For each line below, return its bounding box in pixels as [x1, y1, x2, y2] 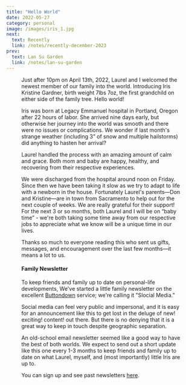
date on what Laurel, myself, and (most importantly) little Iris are [21, 353, 181, 360]
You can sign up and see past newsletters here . [21, 371, 140, 378]
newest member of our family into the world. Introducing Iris [21, 82, 171, 89]
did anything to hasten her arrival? [21, 139, 107, 146]
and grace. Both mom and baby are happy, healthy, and [21, 157, 159, 164]
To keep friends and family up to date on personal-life [21, 279, 155, 286]
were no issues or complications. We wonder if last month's [21, 126, 170, 134]
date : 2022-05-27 [6, 15, 50, 21]
